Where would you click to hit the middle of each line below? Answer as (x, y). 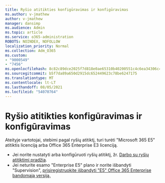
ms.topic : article (24, 32)
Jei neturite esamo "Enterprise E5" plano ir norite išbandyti (72, 165)
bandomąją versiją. (31, 176)
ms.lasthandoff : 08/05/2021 (34, 87)
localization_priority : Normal (37, 46)
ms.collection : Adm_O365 (30, 51)
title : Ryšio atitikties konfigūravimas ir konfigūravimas (67, 10)
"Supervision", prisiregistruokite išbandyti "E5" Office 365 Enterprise (82, 170)
